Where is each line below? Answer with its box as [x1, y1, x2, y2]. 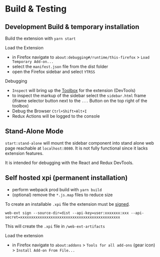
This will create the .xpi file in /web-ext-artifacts [5, 223, 105, 229]
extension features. [5, 150, 44, 156]
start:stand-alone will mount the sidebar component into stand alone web [5, 140, 154, 146]
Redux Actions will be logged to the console [12, 113, 100, 119]
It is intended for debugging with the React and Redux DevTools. [5, 160, 134, 166]
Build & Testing [5, 3, 67, 15]
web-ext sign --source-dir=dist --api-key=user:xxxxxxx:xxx [5, 211, 129, 215]
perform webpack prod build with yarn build [12, 186, 102, 192]
